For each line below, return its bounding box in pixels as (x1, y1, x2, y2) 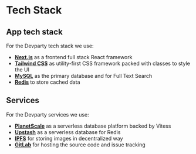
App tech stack (6, 27, 63, 37)
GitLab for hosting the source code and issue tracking (14, 141, 146, 148)
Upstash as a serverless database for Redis (14, 128, 121, 135)
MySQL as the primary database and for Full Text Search (14, 73, 153, 79)
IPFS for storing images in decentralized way (14, 135, 123, 142)
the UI (14, 66, 29, 73)
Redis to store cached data (14, 78, 80, 85)
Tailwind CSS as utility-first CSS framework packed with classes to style (14, 60, 191, 67)
